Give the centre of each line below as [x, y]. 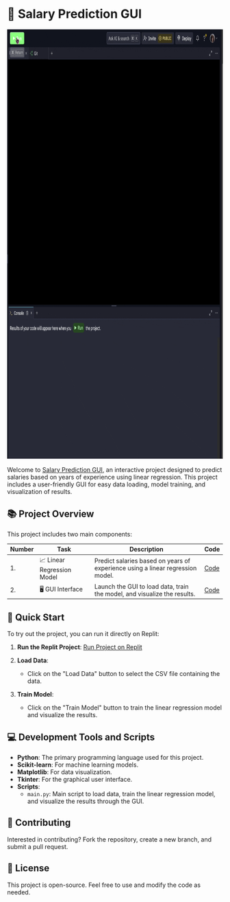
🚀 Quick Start [36, 617]
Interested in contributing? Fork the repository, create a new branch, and [110, 839]
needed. [19, 892]
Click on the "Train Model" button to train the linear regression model [125, 708]
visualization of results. [40, 491]
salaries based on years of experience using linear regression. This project [112, 477]
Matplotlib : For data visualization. [64, 771]
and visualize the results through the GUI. [86, 801]
